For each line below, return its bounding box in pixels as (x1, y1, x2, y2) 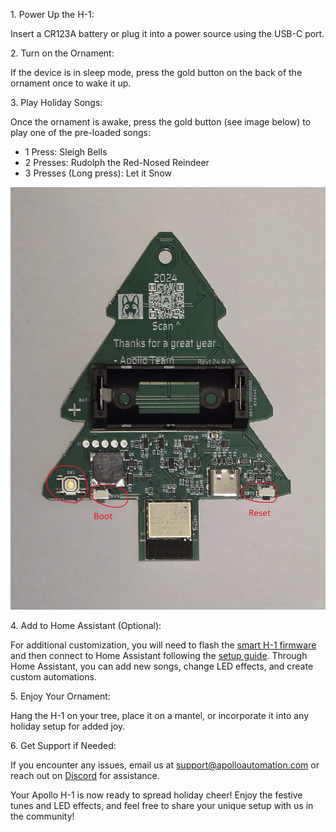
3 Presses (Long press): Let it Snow (24, 167, 172, 179)
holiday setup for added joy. (10, 720, 126, 733)
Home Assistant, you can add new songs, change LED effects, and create (10, 660, 314, 673)
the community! (10, 810, 75, 823)
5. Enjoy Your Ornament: (10, 690, 111, 703)
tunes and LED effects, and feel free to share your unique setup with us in (10, 800, 314, 812)
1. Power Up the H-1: (10, 9, 95, 20)
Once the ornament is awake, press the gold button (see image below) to (10, 116, 312, 128)
